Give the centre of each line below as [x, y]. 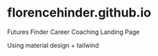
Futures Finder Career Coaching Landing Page [73, 32]
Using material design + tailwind [53, 45]
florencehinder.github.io [79, 13]
